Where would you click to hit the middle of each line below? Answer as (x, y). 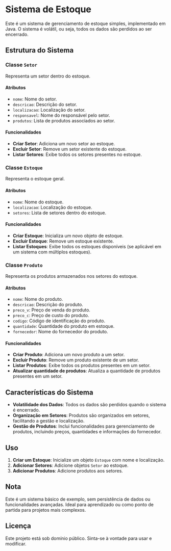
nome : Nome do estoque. (38, 202)
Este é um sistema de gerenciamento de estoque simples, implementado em (86, 23)
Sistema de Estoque (48, 9)
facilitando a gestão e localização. (48, 421)
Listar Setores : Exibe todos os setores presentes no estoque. (77, 154)
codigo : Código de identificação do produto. (59, 321)
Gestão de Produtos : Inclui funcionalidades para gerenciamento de (83, 426)
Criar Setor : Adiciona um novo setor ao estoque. (64, 144)
